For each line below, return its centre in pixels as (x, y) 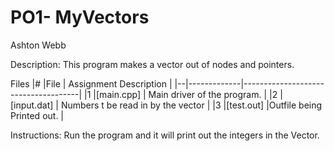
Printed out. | (37, 115)
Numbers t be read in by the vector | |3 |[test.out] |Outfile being (191, 105)
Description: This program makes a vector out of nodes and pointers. (152, 64)
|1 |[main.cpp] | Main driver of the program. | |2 (181, 94)
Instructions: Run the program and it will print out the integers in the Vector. (165, 135)
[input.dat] (32, 105)
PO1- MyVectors (80, 17)
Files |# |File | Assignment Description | (91, 83)
